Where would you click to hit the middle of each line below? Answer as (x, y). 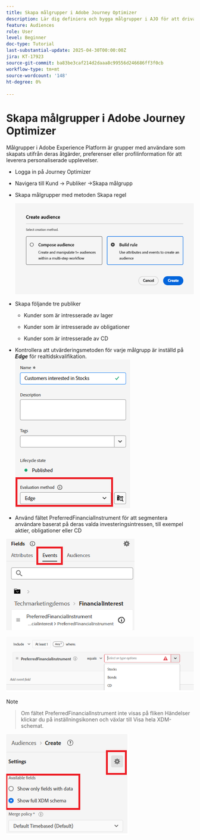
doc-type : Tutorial (30, 44)
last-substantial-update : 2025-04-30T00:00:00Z (66, 51)
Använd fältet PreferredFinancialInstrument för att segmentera (91, 518)
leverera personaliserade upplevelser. (52, 160)
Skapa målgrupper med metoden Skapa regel (71, 195)
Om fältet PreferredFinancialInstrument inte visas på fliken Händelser (105, 713)
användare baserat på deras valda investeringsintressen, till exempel (99, 524)
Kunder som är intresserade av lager (68, 316)
